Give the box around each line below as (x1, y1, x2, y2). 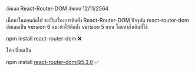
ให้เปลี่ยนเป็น (6, 47, 32, 53)
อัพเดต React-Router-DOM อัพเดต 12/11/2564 (6, 5, 109, 12)
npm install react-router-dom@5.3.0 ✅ (6, 59, 99, 65)
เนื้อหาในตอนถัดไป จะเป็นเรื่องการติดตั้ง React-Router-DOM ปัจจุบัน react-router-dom (6, 17, 190, 23)
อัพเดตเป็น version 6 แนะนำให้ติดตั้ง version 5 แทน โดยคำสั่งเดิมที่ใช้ (6, 23, 148, 30)
